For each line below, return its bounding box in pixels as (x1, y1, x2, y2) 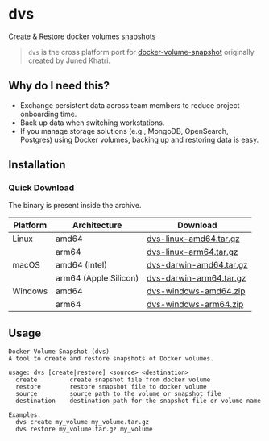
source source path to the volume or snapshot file (15, 390, 221, 398)
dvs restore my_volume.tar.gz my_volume (15, 425, 153, 434)
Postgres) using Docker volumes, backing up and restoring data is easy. (19, 135, 259, 144)
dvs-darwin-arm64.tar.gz (146, 273, 246, 284)
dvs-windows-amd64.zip (146, 285, 246, 297)
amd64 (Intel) (55, 260, 108, 271)
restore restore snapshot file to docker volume (15, 383, 207, 391)
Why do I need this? (8, 79, 110, 93)
